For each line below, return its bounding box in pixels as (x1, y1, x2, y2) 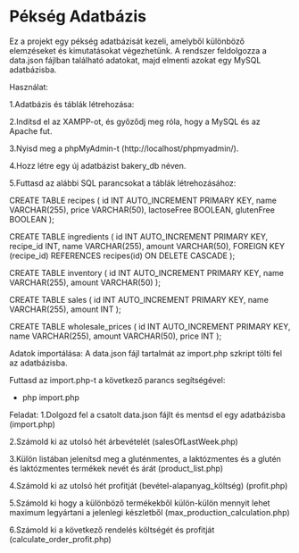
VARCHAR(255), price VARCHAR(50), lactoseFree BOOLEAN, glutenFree (9, 204, 275, 215)
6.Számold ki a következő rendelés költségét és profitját (9, 524, 215, 535)
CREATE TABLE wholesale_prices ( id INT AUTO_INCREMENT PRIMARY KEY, (9, 321, 291, 331)
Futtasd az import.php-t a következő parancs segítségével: (9, 374, 226, 385)
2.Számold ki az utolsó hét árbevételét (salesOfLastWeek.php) (9, 436, 238, 447)
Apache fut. (9, 125, 53, 136)
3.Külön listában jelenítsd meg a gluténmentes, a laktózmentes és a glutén (9, 453, 281, 464)
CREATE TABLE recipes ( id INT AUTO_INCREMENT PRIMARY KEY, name (9, 195, 277, 205)
